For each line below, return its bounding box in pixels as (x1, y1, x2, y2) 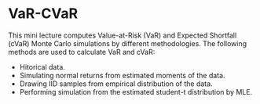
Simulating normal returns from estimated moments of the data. (19, 70, 225, 80)
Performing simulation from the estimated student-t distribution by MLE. (19, 87, 253, 96)
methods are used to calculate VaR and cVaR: (8, 47, 156, 56)
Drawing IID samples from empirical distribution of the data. (19, 79, 214, 88)
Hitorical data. (19, 62, 65, 71)
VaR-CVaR (8, 5, 79, 23)
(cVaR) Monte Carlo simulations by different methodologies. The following (8, 38, 247, 48)
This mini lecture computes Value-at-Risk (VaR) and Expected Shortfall (8, 30, 237, 40)
